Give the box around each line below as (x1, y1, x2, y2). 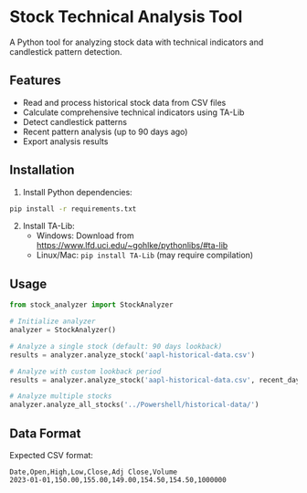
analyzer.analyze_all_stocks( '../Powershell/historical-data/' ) (9, 400, 259, 410)
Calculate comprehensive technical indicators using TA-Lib (22, 107, 245, 118)
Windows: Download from (36, 230, 134, 241)
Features (9, 73, 61, 89)
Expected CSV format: (9, 449, 94, 460)
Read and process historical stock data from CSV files (22, 97, 227, 108)
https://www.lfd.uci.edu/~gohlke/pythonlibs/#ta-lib (36, 240, 228, 251)
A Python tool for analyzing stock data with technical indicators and (9, 37, 264, 47)
